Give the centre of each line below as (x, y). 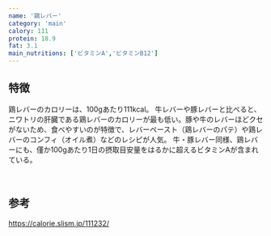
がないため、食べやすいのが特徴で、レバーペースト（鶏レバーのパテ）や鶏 (132, 129)
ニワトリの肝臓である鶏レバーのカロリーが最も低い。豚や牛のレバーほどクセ (136, 119)
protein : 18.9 (32, 38)
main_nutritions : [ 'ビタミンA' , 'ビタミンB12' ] (83, 53)
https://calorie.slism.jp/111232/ (59, 223)
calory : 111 (28, 31)
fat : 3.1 (23, 46)
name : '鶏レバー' (35, 16)
